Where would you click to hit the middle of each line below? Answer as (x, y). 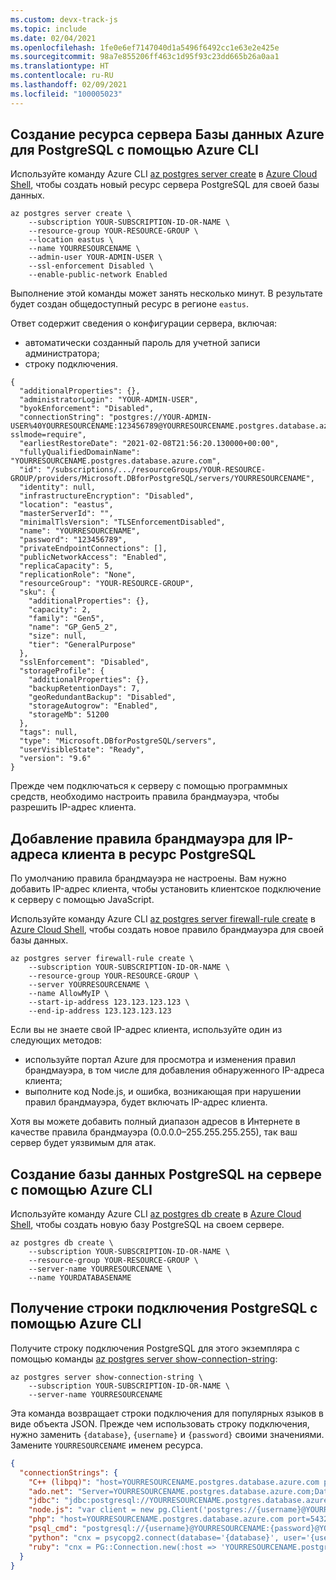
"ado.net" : (51, 1491)
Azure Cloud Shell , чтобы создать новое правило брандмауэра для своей (167, 930)
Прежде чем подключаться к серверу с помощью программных (149, 786)
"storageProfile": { (62, 671)
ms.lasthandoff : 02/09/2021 (69, 85)
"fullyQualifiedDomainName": (80, 452)
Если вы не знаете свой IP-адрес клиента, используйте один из (146, 1030)
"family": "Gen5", (66, 619)
